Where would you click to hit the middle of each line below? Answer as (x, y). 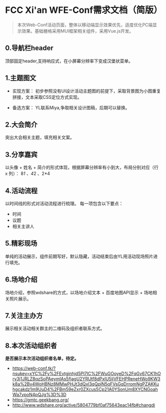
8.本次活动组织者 (31, 345)
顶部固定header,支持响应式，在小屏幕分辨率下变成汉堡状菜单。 (69, 61)
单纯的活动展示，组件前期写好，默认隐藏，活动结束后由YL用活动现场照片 (79, 256)
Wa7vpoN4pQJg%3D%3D (39, 395)
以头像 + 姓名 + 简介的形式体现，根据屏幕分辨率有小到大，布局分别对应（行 (82, 167)
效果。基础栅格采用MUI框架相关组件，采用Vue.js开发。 (78, 31)
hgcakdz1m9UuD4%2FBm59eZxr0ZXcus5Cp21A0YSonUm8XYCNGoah (85, 389)
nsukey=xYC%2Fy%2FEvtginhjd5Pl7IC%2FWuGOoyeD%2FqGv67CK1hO (87, 373)
